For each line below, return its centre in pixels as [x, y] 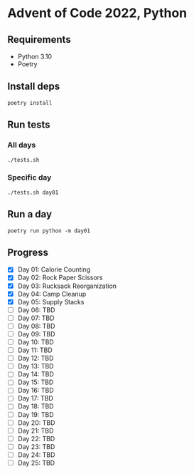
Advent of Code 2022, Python [97, 13]
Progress [28, 252]
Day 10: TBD [36, 342]
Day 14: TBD [36, 374]
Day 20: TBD [36, 423]
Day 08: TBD [36, 326]
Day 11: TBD [35, 350]
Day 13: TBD [36, 366]
